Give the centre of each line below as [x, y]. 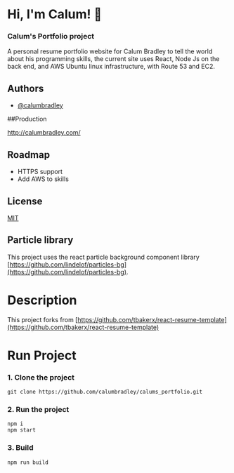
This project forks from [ [43, 319]
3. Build [20, 448]
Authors [26, 88]
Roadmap [29, 155]
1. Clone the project [41, 377]
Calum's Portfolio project [51, 36]
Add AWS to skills [43, 179]
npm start [22, 430]
